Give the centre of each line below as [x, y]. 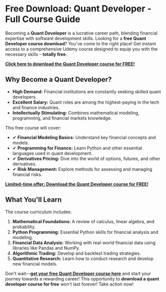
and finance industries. [36, 107]
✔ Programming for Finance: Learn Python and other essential [77, 148]
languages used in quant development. [52, 153]
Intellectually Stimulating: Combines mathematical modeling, [76, 113]
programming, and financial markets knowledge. [62, 118]
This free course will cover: [33, 128]
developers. [25, 97]
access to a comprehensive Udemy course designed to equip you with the [82, 49]
